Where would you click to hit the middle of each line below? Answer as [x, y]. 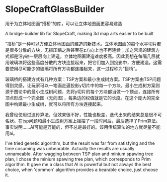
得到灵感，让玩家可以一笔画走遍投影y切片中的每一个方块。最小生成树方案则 [83, 85]
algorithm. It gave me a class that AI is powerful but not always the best [78, 164]
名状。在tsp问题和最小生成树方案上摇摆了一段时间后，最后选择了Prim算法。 [83, 121]
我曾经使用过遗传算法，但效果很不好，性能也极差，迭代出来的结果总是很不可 [83, 114]
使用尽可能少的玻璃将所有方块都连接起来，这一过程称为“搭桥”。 [75, 69]
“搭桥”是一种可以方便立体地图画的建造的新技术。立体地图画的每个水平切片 [81, 44]
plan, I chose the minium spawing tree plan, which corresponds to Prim [78, 159]
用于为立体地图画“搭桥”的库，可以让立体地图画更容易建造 [64, 23]
